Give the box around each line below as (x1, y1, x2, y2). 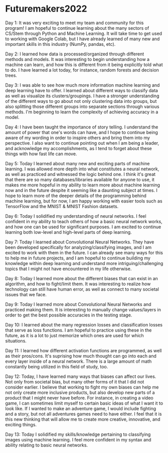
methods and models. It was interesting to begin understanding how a (5, 56, 149, 62)
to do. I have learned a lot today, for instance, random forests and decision (5, 67, 159, 73)
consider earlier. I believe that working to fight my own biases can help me (5, 384, 159, 390)
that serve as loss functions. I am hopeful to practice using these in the (5, 327, 152, 333)
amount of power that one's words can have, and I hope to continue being (5, 129, 158, 135)
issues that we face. (5, 291, 47, 297)
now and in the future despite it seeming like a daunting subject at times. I (5, 187, 158, 193)
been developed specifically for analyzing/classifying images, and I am (5, 244, 152, 250)
